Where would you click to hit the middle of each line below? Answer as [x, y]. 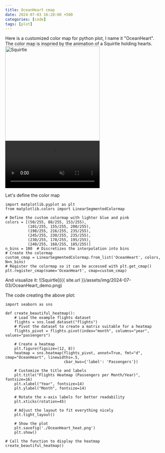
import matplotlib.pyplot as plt [40, 205]
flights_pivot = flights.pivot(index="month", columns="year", [82, 331]
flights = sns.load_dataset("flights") [56, 322]
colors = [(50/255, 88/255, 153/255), [46, 222]
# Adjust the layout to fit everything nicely [64, 411]
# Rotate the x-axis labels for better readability [69, 397]
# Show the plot [31, 424]
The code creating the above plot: [40, 295]
